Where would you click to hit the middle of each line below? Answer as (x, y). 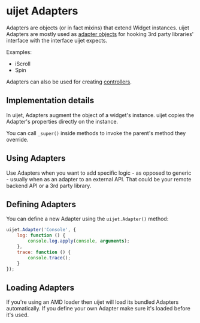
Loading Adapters (40, 287)
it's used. (17, 315)
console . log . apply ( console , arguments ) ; (79, 241)
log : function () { (41, 235)
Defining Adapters (41, 204)
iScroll (23, 64)
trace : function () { (44, 252)
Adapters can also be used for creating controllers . (69, 82)
